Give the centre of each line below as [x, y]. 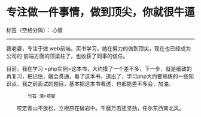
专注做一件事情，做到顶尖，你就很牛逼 [101, 12]
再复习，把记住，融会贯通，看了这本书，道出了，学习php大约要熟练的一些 [98, 76]
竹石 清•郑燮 [42, 96]
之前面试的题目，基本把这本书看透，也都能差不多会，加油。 [100, 83]
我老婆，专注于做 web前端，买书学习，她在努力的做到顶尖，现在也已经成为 [99, 48]
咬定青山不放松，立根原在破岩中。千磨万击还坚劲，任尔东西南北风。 [100, 108]
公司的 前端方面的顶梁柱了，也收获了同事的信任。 [67, 56]
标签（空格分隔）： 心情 [34, 30]
